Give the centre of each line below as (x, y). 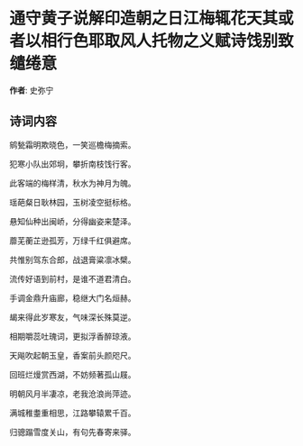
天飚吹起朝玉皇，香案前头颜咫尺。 (73, 355)
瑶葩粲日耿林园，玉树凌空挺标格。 (73, 202)
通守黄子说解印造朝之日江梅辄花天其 (144, 18)
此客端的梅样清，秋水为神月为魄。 (73, 183)
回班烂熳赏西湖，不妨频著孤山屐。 (73, 374)
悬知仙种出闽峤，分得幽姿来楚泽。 (73, 221)
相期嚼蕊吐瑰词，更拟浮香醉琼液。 (73, 336)
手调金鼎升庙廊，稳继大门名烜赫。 (73, 297)
